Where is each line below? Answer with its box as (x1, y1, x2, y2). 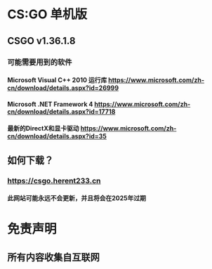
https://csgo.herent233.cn (7, 176, 101, 185)
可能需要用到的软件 (7, 57, 72, 67)
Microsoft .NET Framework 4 (7, 100, 93, 108)
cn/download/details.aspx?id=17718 (7, 107, 116, 116)
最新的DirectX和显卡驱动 (7, 124, 79, 133)
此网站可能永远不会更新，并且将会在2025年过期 (7, 194, 146, 202)
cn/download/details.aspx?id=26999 (7, 84, 119, 92)
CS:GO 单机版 (7, 6, 88, 22)
